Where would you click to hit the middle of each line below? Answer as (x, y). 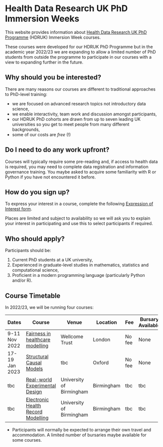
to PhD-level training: (26, 94)
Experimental (41, 386)
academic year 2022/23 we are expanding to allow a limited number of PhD (81, 52)
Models (34, 369)
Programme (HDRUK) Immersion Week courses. (53, 37)
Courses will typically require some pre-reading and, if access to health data (81, 161)
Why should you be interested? (53, 77)
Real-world (39, 380)
